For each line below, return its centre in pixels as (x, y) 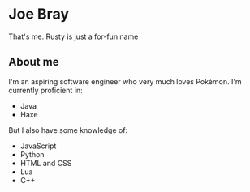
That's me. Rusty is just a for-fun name (73, 36)
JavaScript (38, 146)
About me (34, 62)
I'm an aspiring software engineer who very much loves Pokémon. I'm (125, 81)
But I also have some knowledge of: (68, 130)
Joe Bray (39, 14)
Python (32, 154)
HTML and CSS (46, 163)
